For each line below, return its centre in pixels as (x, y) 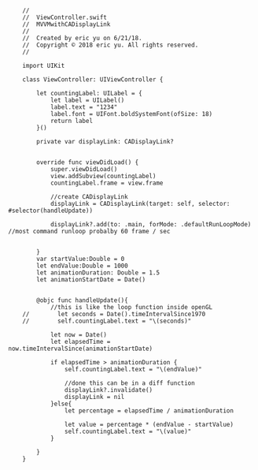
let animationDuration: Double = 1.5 (98, 273)
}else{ (61, 404)
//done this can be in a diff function (129, 383)
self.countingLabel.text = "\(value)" (128, 431)
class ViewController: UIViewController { (93, 80)
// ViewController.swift (65, 17)
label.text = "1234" (84, 107)
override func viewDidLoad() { (88, 162)
